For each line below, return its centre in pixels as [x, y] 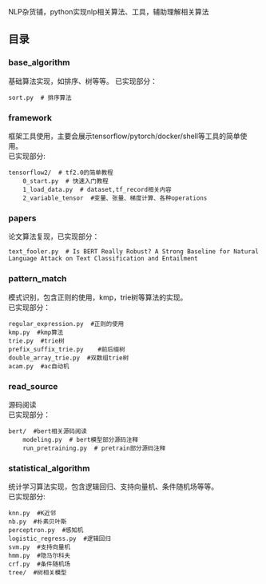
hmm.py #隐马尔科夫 [39, 556]
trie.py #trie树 [37, 341]
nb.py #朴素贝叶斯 [38, 522]
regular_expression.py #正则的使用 [66, 324]
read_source [33, 386]
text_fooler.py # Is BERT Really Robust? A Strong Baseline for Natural [134, 252]
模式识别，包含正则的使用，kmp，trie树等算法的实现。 [98, 297]
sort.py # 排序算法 [40, 97]
